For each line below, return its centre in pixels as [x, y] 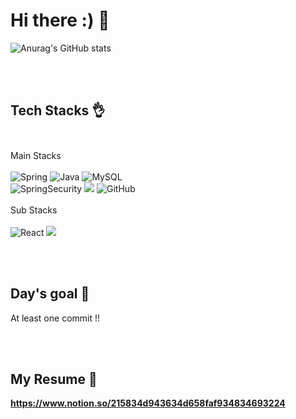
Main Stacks [36, 155]
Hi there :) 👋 [60, 20]
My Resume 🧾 [54, 379]
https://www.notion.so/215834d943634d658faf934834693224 [148, 403]
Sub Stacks [34, 210]
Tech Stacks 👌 [58, 110]
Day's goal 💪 [50, 294]
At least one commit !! [55, 318]
